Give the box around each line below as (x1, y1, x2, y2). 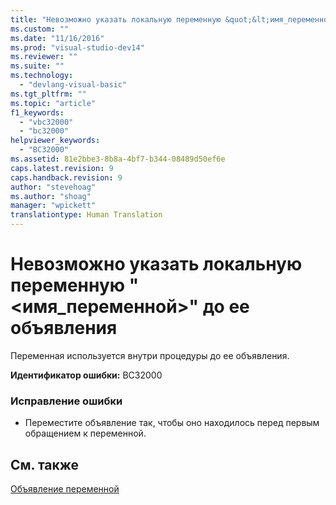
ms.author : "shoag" (10, 191, 92, 201)
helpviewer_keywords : (10, 136, 101, 146)
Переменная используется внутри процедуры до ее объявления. (10, 349, 290, 361)
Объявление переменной (10, 483, 120, 495)
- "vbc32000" (19, 117, 74, 127)
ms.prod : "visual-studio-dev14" (10, 42, 145, 53)
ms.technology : (10, 71, 74, 81)
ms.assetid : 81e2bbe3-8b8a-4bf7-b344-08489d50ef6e (10, 154, 226, 164)
